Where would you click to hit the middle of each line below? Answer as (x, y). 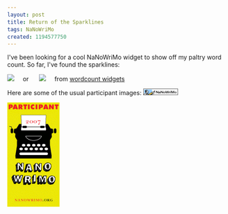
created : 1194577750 (37, 37)
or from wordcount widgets (74, 79)
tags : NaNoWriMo (31, 29)
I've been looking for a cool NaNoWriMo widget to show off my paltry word (114, 57)
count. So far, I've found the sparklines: (64, 65)
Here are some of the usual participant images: (74, 93)
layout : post (26, 15)
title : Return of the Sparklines (56, 22)
